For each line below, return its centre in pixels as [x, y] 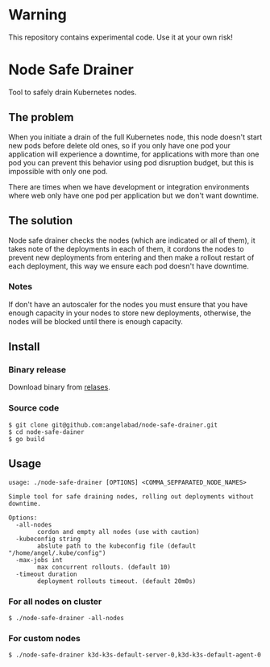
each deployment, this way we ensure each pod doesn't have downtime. [129, 266]
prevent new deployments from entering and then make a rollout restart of [131, 257]
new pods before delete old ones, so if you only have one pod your [120, 145]
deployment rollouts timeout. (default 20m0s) [117, 581]
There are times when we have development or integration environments [129, 186]
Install [24, 347]
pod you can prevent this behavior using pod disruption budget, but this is [131, 162]
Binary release [37, 370]
